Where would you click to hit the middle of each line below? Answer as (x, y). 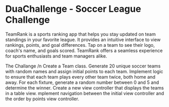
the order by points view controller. (42, 99)
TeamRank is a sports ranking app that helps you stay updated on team (80, 34)
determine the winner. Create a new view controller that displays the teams (85, 87)
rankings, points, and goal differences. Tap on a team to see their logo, (80, 45)
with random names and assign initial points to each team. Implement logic (84, 71)
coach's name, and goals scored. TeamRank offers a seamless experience (84, 50)
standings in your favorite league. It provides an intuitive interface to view (83, 40)
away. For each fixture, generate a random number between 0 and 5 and (82, 82)
